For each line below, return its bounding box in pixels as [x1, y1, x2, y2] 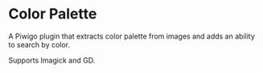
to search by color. [8, 39, 71, 49]
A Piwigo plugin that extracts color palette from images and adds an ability [8, 31, 256, 41]
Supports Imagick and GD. [8, 55, 96, 65]
